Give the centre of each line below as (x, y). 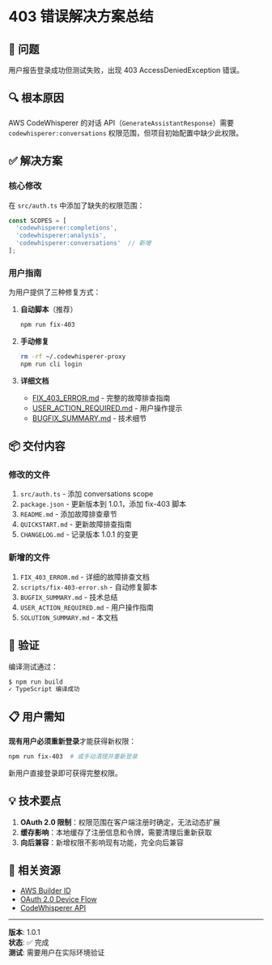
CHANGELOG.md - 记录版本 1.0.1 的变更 (79, 534)
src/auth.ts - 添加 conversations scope (87, 494)
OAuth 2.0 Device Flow (58, 899)
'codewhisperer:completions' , (66, 228)
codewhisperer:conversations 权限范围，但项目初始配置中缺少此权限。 (126, 133)
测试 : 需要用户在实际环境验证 (57, 952)
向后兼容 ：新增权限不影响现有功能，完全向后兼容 (102, 842)
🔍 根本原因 (36, 98)
